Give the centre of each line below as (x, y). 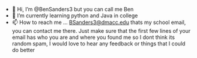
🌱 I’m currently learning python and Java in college (75, 16)
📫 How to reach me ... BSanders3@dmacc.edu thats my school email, (99, 22)
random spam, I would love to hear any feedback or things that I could (98, 44)
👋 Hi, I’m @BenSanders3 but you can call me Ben (73, 9)
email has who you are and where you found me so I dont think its (93, 37)
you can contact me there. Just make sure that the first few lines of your (101, 31)
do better (23, 50)
